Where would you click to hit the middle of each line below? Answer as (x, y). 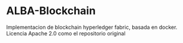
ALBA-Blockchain (51, 11)
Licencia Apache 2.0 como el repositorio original (66, 33)
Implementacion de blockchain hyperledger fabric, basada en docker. (92, 27)
